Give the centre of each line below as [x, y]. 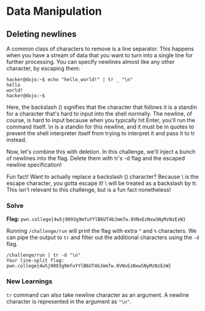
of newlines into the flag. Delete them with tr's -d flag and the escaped [96, 158]
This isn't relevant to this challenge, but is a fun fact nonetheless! [89, 190]
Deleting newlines [41, 34]
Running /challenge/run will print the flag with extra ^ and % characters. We [102, 231]
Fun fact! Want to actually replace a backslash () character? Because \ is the [103, 177]
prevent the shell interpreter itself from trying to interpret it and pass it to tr [101, 133]
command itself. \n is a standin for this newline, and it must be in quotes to [100, 127]
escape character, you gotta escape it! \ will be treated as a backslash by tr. [102, 183]
